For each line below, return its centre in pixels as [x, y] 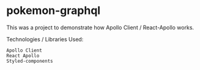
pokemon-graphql [54, 11]
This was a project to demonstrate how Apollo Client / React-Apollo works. [100, 27]
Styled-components [30, 61]
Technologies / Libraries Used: [45, 39]
